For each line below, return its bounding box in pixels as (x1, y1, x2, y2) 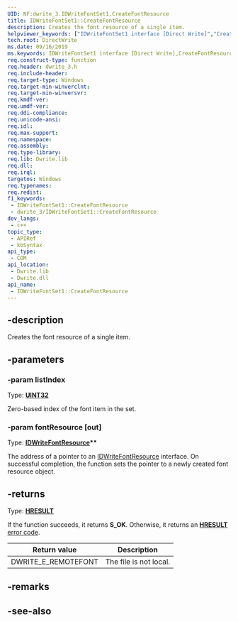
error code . (7, 528, 40, 536)
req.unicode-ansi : (7, 116, 62, 123)
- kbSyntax (10, 241, 42, 249)
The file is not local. (105, 557, 171, 567)
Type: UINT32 (7, 391, 49, 399)
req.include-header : (7, 70, 69, 77)
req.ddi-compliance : (7, 109, 69, 116)
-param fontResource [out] (7, 422, 102, 432)
